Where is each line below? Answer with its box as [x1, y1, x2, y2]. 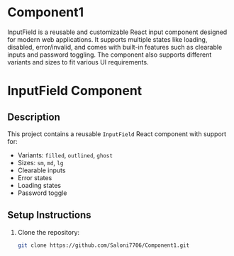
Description [7, 111, 60, 123]
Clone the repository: [17, 228, 80, 236]
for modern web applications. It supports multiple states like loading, [7, 35, 208, 43]
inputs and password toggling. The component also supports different [7, 50, 212, 59]
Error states [17, 173, 52, 182]
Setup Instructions [7, 209, 91, 221]
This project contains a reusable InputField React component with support [7, 129, 227, 138]
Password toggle [17, 189, 67, 197]
